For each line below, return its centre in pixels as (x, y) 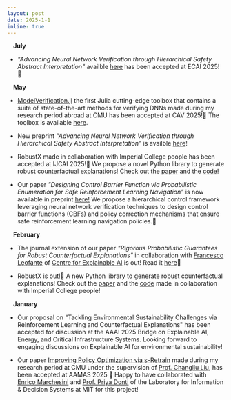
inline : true (26, 26)
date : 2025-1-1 (29, 20)
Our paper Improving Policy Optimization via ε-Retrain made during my (118, 360)
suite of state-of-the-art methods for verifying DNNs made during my (116, 108)
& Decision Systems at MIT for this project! (78, 390)
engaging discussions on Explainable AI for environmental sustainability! (120, 347)
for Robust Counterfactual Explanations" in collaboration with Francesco (120, 255)
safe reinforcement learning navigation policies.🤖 (87, 221)
